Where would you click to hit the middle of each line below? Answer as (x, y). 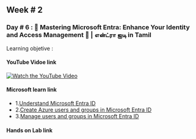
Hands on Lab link (30, 130)
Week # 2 (24, 10)
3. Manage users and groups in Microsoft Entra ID (77, 116)
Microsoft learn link (31, 90)
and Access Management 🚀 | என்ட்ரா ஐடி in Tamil (79, 35)
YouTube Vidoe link (31, 62)
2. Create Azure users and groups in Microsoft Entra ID (83, 110)
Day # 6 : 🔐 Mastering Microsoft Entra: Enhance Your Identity (98, 27)
